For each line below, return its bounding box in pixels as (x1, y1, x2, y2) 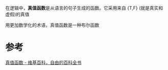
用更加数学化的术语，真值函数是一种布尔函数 (5, 22, 100, 28)
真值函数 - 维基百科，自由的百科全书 (5, 59, 82, 65)
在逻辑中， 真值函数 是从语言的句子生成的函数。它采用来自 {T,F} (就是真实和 (5, 5, 163, 11)
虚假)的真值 (5, 11, 30, 17)
